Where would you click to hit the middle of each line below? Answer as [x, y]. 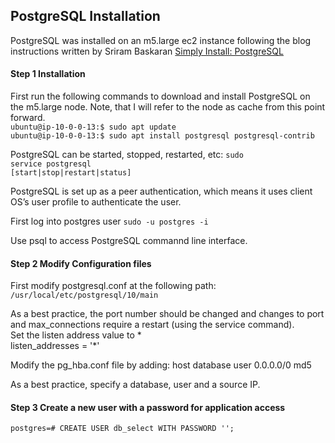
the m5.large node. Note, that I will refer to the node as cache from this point [168, 107]
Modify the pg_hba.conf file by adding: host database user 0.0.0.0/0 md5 [161, 365]
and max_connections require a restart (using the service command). [152, 325]
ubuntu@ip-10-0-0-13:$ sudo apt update [93, 127]
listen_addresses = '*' [55, 346]
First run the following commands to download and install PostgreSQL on [160, 96]
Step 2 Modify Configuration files [81, 263]
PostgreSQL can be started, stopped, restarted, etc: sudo [127, 155]
